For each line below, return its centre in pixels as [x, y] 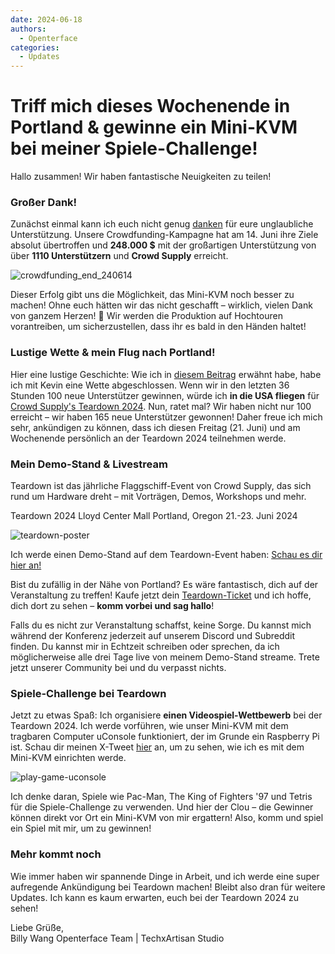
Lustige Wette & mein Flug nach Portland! [113, 353]
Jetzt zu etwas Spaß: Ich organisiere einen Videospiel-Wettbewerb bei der [166, 715]
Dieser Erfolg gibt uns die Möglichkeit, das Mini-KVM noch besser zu [152, 295]
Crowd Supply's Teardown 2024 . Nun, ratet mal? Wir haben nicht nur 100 [161, 406]
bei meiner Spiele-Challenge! [134, 148]
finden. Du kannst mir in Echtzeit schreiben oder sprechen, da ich [145, 646]
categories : [35, 47]
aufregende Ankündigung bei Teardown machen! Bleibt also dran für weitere [168, 887]
